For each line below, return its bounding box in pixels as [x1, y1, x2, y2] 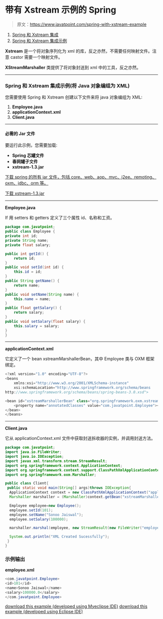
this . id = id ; [14, 269, 42, 274]
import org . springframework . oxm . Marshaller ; [5, 472, 97, 477]
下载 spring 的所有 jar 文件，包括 [5, 174, 70, 180]
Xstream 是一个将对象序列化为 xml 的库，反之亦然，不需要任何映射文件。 [5, 48, 153, 54]
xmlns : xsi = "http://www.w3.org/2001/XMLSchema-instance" [14, 381, 130, 386]
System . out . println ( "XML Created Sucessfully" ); [9, 535, 110, 539]
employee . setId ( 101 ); [9, 508, 53, 513]
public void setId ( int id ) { [5, 265, 64, 270]
